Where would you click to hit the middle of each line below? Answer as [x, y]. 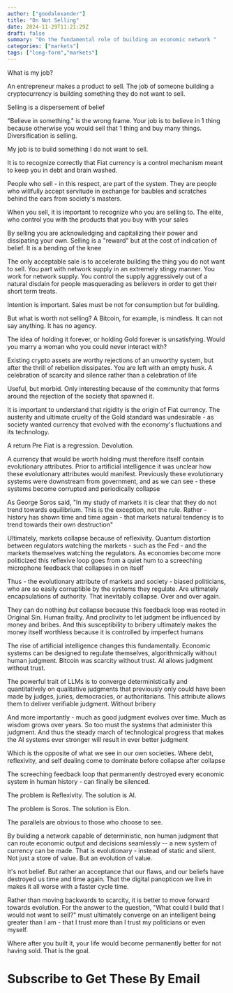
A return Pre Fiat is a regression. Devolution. [71, 445]
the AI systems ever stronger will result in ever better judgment [98, 739]
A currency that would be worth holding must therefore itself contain [106, 459]
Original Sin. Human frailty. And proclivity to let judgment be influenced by [114, 617]
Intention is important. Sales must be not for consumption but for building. [113, 304]
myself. [18, 929]
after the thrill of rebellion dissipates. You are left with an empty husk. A [110, 367]
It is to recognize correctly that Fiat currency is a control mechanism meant [115, 162]
